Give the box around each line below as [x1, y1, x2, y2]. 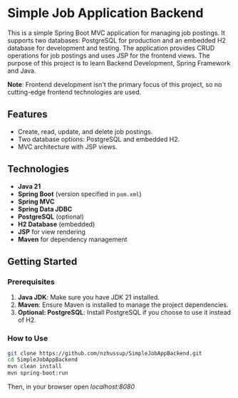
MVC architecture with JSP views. [17, 142, 118, 151]
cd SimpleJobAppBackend [7, 356, 78, 364]
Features [7, 108, 48, 120]
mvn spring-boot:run [7, 370, 69, 377]
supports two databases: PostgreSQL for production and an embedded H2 [7, 36, 227, 44]
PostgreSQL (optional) [17, 212, 84, 221]
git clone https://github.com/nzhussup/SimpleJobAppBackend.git [7, 350, 202, 357]
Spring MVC [17, 197, 55, 206]
